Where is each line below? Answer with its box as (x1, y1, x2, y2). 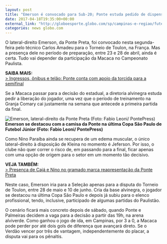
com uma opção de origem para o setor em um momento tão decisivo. (5, 152, 150, 158)
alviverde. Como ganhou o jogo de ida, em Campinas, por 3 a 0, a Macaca (5, 218, 157, 224)
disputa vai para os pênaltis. (5, 234, 63, 240)
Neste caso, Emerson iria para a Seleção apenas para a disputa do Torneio (5, 182, 159, 188)
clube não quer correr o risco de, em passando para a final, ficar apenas (5, 147, 154, 153)
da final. (5, 106, 22, 112)
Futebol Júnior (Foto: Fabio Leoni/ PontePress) (5, 126, 103, 132)
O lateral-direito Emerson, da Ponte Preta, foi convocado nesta (5, 39, 134, 45)
